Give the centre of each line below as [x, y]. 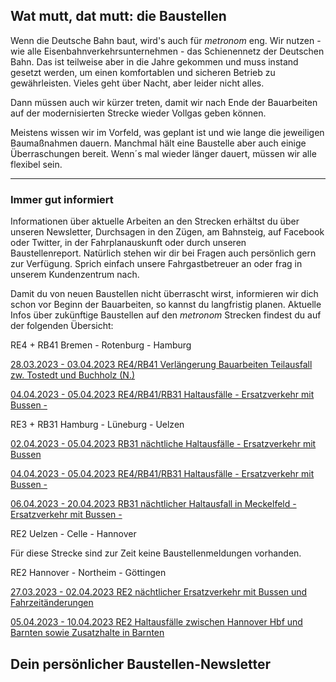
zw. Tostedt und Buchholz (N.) [73, 375]
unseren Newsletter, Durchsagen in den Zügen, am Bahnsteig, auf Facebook [167, 232]
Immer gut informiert [62, 199]
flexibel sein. [36, 164]
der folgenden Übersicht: [62, 326]
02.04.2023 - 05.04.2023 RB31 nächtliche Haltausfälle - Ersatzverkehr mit [163, 444]
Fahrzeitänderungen [52, 603]
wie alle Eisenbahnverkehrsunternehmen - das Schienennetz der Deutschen [167, 51]
